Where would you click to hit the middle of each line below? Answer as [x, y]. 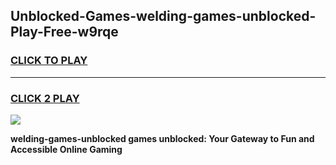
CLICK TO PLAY [49, 61]
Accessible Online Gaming [66, 149]
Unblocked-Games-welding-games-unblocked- [163, 16]
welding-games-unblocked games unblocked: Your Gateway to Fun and [162, 138]
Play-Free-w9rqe [64, 32]
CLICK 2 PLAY [45, 98]
